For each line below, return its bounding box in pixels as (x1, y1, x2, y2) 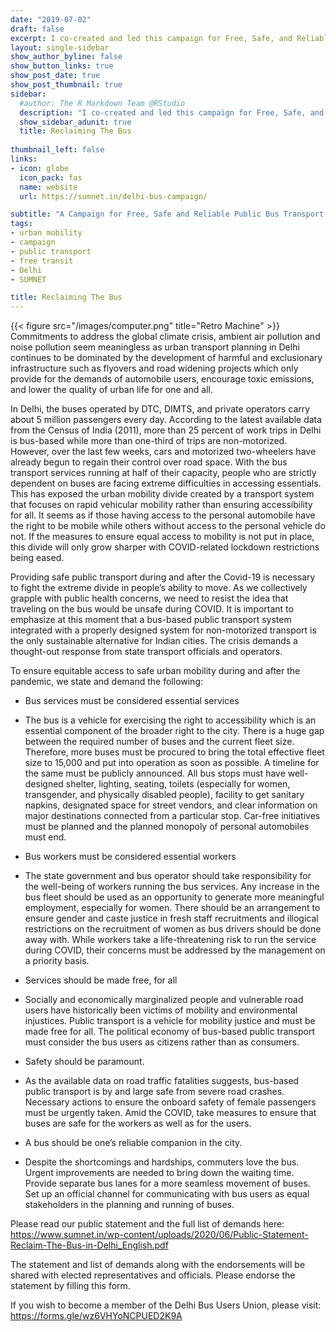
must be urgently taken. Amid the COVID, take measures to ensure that (24, 1107, 317, 1119)
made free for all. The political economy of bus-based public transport (24, 1026, 315, 1038)
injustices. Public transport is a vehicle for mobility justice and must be (24, 1015, 316, 1027)
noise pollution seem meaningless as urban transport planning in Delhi (10, 341, 300, 353)
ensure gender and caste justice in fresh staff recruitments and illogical (24, 912, 319, 925)
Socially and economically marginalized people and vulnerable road (24, 994, 304, 1006)
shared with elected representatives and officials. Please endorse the (10, 1269, 296, 1281)
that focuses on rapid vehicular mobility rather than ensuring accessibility (10, 499, 313, 511)
